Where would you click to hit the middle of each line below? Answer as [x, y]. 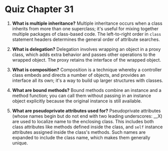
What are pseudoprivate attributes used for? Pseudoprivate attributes [86, 111]
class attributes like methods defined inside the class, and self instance [87, 127]
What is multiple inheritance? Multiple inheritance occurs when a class [87, 23]
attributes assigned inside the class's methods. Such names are [79, 132]
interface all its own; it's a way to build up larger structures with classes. [88, 80]
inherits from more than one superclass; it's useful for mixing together [85, 28]
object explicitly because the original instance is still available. [77, 101]
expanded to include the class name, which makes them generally [81, 137]
